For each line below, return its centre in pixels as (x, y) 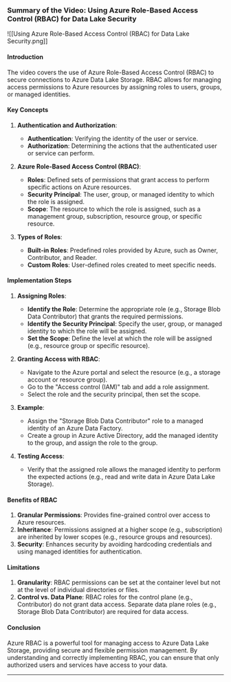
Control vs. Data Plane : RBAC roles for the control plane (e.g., (105, 597)
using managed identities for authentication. (79, 551)
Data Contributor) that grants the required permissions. (105, 316)
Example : (31, 407)
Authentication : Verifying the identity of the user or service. (113, 138)
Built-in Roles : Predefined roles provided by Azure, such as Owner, (123, 250)
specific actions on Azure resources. (79, 187)
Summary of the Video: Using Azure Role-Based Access (102, 10)
